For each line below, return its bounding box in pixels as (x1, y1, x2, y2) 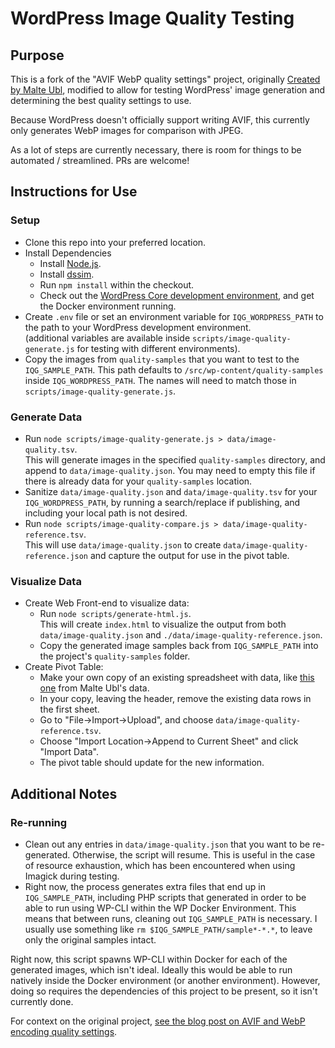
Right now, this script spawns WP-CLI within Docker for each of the (10, 953, 288, 965)
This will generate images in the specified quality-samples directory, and (24, 453, 326, 466)
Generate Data (10, 410, 83, 424)
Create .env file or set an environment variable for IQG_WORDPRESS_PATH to (24, 310, 324, 322)
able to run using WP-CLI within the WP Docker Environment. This (24, 902, 297, 914)
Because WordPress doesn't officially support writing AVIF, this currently (10, 114, 310, 126)
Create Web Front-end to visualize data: (24, 597, 190, 609)
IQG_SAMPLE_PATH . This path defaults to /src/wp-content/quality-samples (24, 363, 324, 376)
